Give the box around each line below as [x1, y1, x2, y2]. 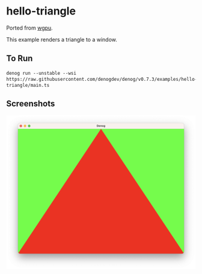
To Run [6, 53, 33, 64]
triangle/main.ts [6, 82, 50, 88]
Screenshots [6, 98, 55, 109]
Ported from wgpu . [6, 24, 53, 31]
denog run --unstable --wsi [6, 70, 77, 76]
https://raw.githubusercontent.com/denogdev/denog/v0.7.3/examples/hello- [6, 76, 198, 82]
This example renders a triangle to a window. [6, 36, 117, 43]
